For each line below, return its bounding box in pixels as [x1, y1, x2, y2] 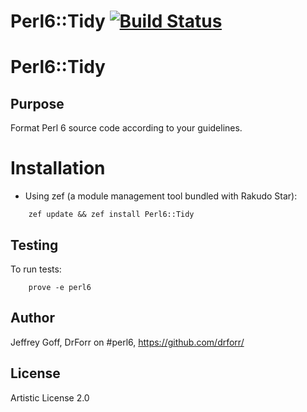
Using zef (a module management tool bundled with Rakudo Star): [24, 190, 298, 202]
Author [10, 310, 55, 327]
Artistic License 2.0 [10, 391, 90, 404]
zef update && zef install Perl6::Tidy [28, 210, 195, 220]
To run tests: [10, 263, 62, 275]
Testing [10, 236, 59, 254]
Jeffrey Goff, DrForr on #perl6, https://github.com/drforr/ [10, 336, 245, 348]
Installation [10, 157, 106, 180]
